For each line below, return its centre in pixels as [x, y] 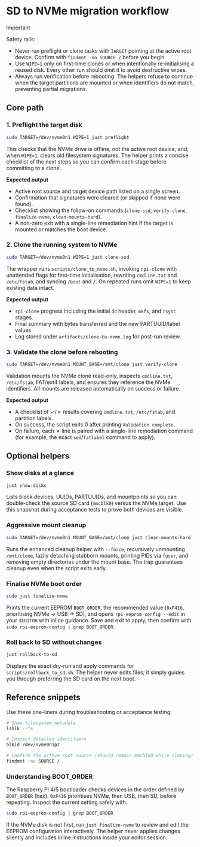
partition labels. [34, 418]
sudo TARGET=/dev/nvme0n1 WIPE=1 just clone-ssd [68, 257]
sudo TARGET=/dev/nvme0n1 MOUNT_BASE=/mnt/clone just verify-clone [92, 364]
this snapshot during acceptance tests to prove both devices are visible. [95, 510]
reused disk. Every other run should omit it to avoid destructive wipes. [101, 69]
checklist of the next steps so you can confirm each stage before [86, 161]
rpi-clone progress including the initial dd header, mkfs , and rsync [95, 311]
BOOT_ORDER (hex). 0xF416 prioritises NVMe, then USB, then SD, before [91, 796]
